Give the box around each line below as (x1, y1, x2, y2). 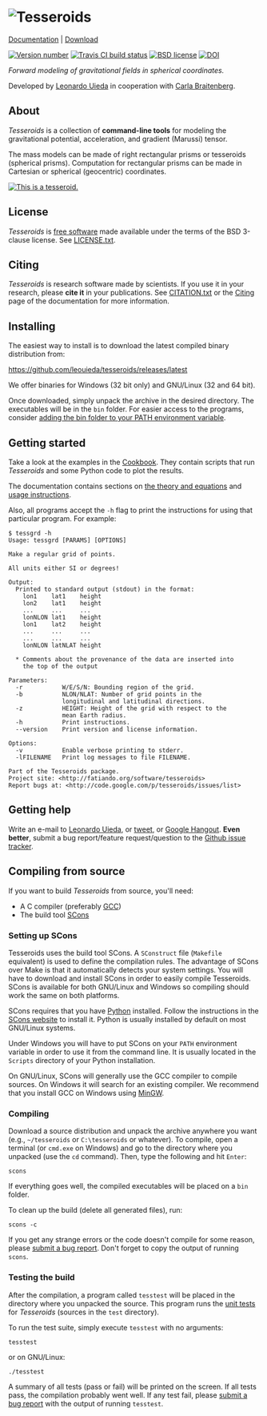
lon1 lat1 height (22, 592, 102, 600)
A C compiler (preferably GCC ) (19, 901, 122, 911)
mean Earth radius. (62, 712, 127, 720)
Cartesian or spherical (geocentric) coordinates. (8, 166, 166, 176)
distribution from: (8, 349, 66, 359)
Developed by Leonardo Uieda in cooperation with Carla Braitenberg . (8, 81, 236, 90)
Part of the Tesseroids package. (8, 768, 120, 776)
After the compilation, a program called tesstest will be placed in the (8, 1290, 236, 1300)
